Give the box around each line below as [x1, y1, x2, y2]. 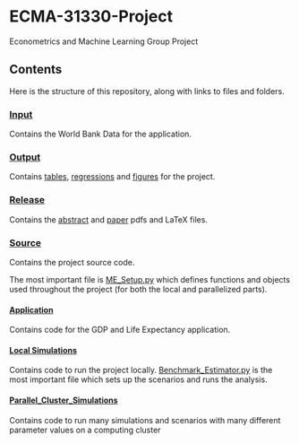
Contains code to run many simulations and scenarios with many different [9, 414, 281, 425]
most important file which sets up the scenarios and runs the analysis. [9, 374, 268, 385]
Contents [9, 62, 63, 77]
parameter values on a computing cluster [9, 424, 161, 435]
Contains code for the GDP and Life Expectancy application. [9, 325, 231, 335]
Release [9, 194, 46, 206]
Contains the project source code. [9, 257, 135, 267]
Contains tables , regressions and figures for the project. [9, 171, 216, 182]
